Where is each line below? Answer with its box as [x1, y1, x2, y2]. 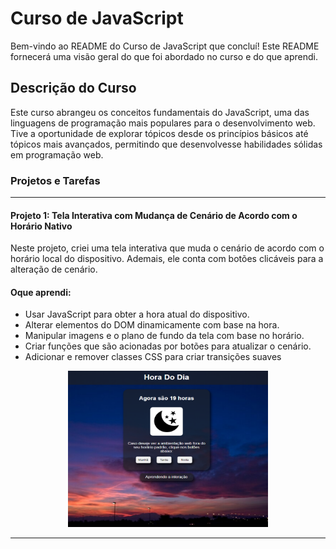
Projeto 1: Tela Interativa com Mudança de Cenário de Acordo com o [10, 209, 298, 221]
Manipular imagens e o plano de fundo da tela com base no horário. [24, 330, 305, 342]
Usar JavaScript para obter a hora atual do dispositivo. [24, 308, 250, 321]
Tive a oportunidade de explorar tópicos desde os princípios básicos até [10, 127, 309, 139]
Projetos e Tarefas [10, 173, 101, 187]
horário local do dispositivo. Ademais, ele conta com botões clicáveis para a [10, 253, 324, 265]
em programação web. [10, 148, 104, 161]
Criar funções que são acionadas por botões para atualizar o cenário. [24, 340, 312, 352]
